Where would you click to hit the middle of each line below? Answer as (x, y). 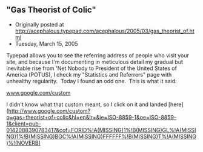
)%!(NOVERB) (24, 143)
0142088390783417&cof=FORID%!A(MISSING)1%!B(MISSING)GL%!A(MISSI (101, 130)
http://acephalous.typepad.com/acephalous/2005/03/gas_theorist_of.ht (105, 31)
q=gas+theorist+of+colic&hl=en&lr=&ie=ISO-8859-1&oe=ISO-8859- (92, 117)
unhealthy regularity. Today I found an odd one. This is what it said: (92, 81)
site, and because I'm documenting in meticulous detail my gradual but (95, 62)
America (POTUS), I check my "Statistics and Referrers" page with (89, 74)
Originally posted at (39, 24)
